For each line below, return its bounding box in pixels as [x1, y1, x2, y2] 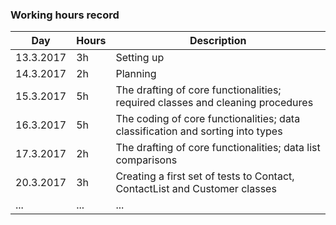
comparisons [115, 153, 178, 167]
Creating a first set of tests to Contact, [115, 169, 295, 183]
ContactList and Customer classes [115, 182, 277, 196]
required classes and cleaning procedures [115, 96, 314, 110]
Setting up [115, 51, 165, 65]
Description [189, 34, 247, 48]
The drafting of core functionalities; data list [115, 141, 321, 155]
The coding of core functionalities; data [115, 112, 301, 126]
